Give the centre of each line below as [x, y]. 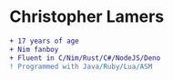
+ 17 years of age [44, 41]
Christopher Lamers [87, 17]
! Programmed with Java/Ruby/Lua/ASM [81, 66]
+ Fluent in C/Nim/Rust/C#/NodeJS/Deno [85, 58]
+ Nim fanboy [34, 49]
